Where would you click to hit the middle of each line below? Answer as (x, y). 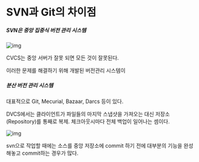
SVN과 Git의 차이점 (51, 12)
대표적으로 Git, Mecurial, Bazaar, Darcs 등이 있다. (65, 101)
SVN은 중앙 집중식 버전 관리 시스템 (46, 30)
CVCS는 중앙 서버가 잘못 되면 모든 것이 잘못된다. (63, 58)
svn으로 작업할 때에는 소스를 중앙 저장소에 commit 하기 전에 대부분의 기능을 (94, 146)
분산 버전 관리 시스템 (30, 85)
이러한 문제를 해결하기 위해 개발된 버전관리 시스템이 (66, 71)
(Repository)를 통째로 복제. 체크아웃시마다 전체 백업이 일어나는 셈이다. (88, 121)
